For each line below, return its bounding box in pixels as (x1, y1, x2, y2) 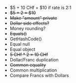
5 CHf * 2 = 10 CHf (9, 52, 48, 57)
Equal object (9, 47, 36, 52)
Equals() (9, 31, 27, 36)
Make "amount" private (9, 15, 58, 21)
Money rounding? (9, 26, 46, 31)
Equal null (9, 41, 30, 47)
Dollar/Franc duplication (9, 57, 59, 62)
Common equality (9, 62, 46, 68)
